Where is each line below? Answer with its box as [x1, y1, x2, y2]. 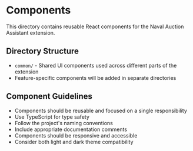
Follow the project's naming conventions [14, 119, 113, 126]
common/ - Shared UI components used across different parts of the [14, 62, 177, 69]
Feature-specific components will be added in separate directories [14, 74, 177, 81]
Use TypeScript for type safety [14, 113, 90, 120]
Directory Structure [6, 46, 79, 56]
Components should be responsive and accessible [14, 132, 138, 139]
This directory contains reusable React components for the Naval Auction [6, 23, 184, 30]
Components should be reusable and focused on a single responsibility [14, 107, 187, 114]
